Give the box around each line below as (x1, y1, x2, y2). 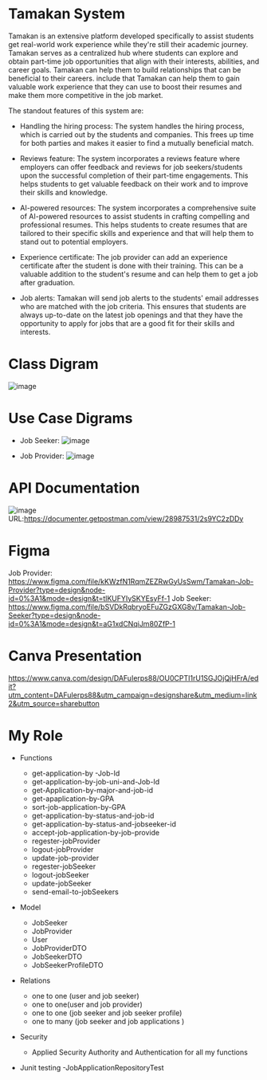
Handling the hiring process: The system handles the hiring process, (19, 121, 245, 131)
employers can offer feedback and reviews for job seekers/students (19, 162, 243, 171)
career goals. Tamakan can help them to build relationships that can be (8, 65, 241, 74)
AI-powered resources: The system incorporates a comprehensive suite (19, 202, 257, 212)
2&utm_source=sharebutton (8, 698, 100, 708)
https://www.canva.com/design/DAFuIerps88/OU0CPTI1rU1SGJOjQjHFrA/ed (8, 673, 259, 682)
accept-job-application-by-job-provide (31, 827, 160, 837)
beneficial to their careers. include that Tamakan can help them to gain (8, 73, 241, 83)
